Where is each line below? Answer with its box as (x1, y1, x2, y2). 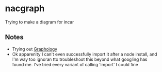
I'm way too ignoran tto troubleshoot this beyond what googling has (12, 56, 147, 62)
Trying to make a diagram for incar (5, 19, 74, 25)
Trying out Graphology (12, 46, 57, 52)
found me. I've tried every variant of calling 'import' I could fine (12, 61, 138, 67)
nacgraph (5, 3, 45, 14)
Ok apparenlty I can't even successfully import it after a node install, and (12, 51, 158, 57)
